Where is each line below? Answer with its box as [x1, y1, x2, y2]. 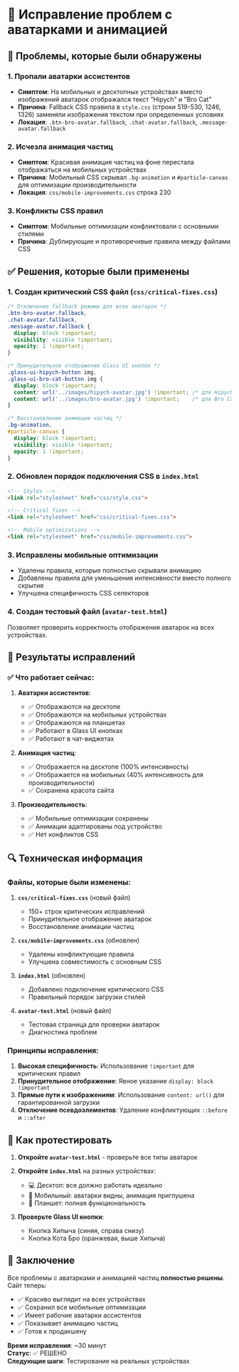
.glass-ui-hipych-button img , [7, 369, 97, 376]
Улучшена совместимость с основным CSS [28, 957, 162, 966]
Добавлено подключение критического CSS [28, 984, 164, 993]
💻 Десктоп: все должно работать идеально [28, 1181, 163, 1190]
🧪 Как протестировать [7, 1134, 112, 1146]
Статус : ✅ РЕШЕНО [7, 1348, 68, 1357]
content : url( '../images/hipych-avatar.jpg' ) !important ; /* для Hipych [14, 388, 234, 396]
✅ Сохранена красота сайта [28, 786, 115, 795]
